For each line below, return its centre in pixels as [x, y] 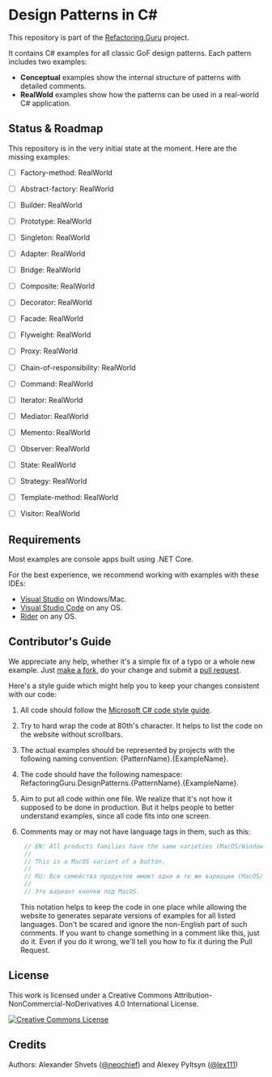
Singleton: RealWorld [55, 237]
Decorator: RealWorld [56, 302]
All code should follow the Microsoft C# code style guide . [116, 710]
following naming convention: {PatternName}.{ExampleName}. [124, 759]
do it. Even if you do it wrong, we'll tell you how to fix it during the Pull [136, 941]
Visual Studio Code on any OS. [71, 607]
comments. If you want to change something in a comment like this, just [140, 933]
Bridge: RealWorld [50, 270]
